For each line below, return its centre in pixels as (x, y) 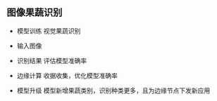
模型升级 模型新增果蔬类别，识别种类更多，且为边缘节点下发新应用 (113, 90)
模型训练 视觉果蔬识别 (49, 31)
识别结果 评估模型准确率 (52, 60)
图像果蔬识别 (35, 13)
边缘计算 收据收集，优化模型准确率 (67, 75)
